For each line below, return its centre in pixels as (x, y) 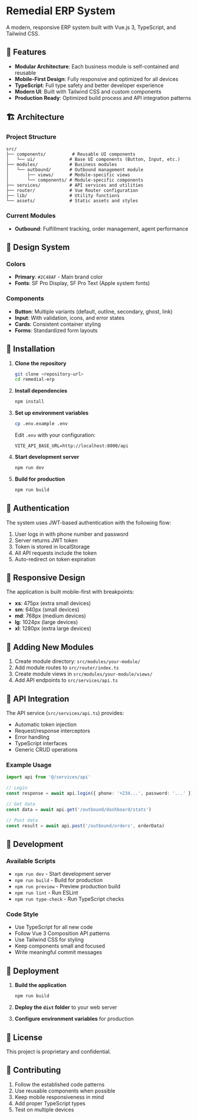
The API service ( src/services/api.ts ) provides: (65, 713)
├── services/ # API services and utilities (75, 185)
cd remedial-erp (34, 380)
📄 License (24, 1037)
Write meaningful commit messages (58, 952)
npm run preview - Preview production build (67, 887)
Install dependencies (41, 391)
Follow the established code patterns (60, 1084)
